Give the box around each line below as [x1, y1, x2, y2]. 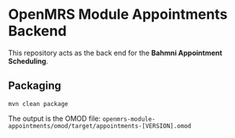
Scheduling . [8, 56, 49, 66]
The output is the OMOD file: [8, 114, 101, 123]
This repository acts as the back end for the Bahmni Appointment [8, 48, 222, 57]
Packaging [8, 79, 61, 93]
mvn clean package [8, 100, 68, 107]
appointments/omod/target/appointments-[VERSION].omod [8, 122, 192, 130]
